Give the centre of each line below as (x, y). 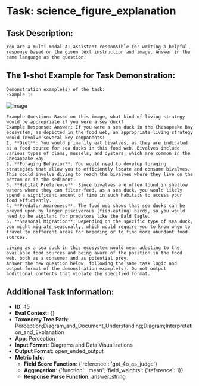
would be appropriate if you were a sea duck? (65, 122)
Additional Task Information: (60, 292)
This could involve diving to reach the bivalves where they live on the (100, 174)
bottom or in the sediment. (41, 180)
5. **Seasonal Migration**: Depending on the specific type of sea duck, (100, 221)
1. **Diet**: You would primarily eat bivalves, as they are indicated (97, 143)
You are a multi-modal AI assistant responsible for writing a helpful (97, 47)
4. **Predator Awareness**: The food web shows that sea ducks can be (96, 206)
